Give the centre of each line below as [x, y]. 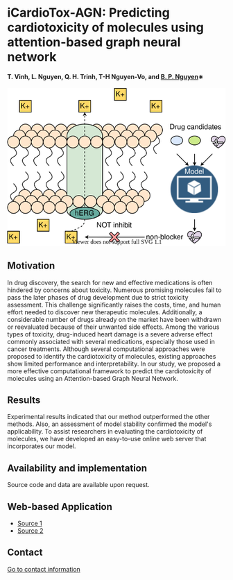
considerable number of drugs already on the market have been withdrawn [114, 319]
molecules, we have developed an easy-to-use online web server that [107, 439]
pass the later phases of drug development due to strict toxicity [98, 297]
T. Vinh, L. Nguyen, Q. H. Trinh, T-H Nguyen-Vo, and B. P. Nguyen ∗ [105, 76]
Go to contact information [44, 569]
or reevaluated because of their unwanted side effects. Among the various [113, 327]
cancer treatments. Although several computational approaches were [106, 349]
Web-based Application [60, 507]
